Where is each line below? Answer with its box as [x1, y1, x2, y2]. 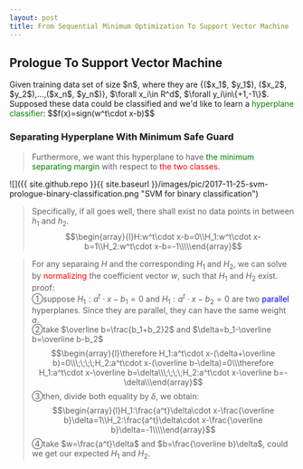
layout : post [9, 13, 59, 23]
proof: [31, 282, 55, 292]
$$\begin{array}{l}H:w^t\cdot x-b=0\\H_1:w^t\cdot [64, 232, 251, 243]
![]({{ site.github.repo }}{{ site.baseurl [9, 178, 149, 189]
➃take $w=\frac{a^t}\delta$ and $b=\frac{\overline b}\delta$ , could [31, 438, 289, 449]
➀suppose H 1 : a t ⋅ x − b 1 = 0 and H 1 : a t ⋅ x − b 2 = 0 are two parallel [31, 292, 289, 306]
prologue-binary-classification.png [9, 187, 139, 199]
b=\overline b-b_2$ [31, 334, 104, 345]
